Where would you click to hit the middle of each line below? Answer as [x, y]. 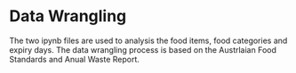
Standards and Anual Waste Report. [75, 59]
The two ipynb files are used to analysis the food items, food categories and [148, 40]
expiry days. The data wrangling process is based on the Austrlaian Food [143, 49]
